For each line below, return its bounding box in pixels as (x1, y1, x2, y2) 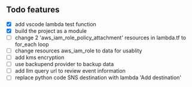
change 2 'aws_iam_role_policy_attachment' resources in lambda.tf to (14, 34, 187, 41)
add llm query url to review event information (14, 67, 126, 74)
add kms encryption (14, 54, 65, 61)
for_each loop (14, 41, 49, 48)
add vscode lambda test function (14, 20, 97, 27)
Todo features (6, 5, 60, 15)
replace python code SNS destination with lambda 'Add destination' (14, 74, 182, 81)
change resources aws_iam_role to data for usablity (14, 47, 142, 54)
